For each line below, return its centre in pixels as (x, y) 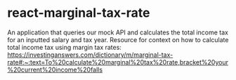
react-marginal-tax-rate (79, 13)
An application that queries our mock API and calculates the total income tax (118, 32)
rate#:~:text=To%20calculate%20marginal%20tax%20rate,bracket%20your (118, 62)
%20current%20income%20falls (55, 69)
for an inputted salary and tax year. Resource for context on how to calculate (118, 39)
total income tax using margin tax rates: (64, 47)
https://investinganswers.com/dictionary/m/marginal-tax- (90, 55)
